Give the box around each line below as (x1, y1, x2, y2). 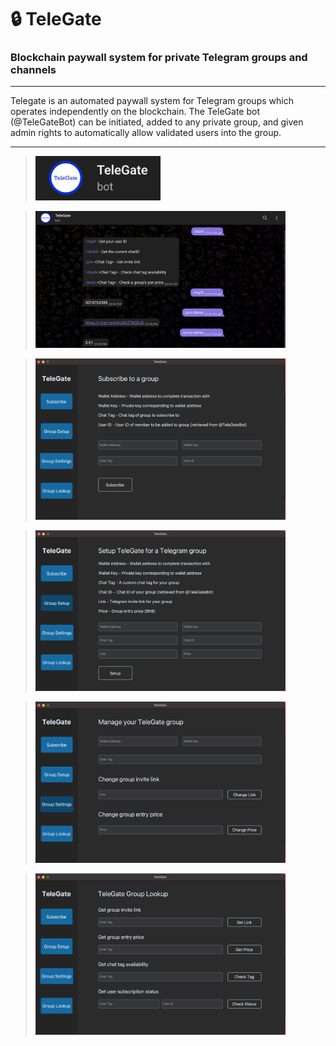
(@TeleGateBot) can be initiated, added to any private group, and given (10, 116, 304, 128)
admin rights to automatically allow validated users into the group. (10, 127, 282, 139)
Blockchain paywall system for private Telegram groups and (10, 51, 308, 65)
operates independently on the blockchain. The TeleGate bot (10, 106, 260, 118)
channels (10, 63, 57, 77)
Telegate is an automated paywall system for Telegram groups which (10, 95, 294, 107)
